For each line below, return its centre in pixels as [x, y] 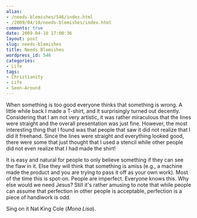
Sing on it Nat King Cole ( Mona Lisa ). [51, 209]
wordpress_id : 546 [29, 55]
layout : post [22, 39]
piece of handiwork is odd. [39, 197]
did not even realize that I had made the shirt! [61, 148]
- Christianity [25, 77]
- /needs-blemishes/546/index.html [50, 17]
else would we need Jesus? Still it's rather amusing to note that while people [99, 185]
